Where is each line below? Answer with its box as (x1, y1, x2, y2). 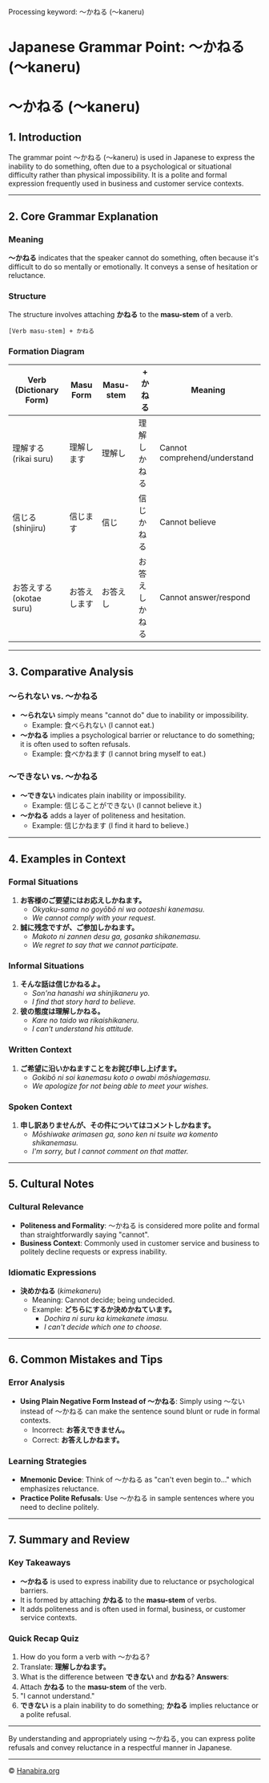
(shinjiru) (12, 523, 46, 534)
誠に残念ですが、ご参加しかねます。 (19, 923, 139, 932)
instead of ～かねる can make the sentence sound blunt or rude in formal (19, 1406, 260, 1416)
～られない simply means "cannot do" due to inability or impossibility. (19, 710, 249, 720)
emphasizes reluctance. (19, 1484, 99, 1493)
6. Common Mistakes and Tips (8, 1353, 163, 1367)
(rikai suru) (12, 453, 54, 464)
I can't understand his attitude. (31, 1024, 134, 1034)
